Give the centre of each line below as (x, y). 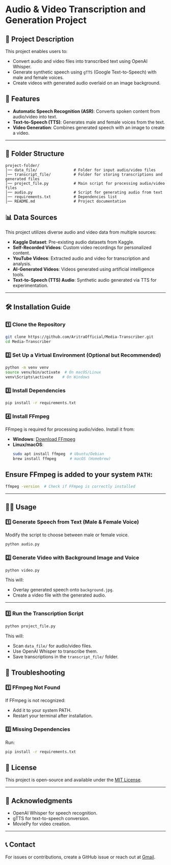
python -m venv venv (27, 368)
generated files (22, 179)
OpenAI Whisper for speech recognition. (55, 813)
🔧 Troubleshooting (35, 673)
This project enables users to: (36, 51)
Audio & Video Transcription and (76, 9)
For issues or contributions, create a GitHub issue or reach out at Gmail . (80, 857)
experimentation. (30, 286)
